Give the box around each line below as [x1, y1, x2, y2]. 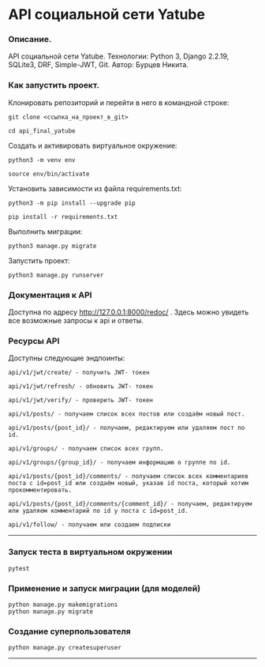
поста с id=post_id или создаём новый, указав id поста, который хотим [8, 480, 248, 488]
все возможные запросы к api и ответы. [8, 316, 144, 326]
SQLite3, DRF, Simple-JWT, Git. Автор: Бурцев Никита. [8, 60, 189, 70]
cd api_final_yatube [8, 126, 77, 135]
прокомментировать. [8, 486, 73, 495]
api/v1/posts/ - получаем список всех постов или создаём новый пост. [8, 410, 245, 418]
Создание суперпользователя [8, 626, 132, 637]
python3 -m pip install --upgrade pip [8, 199, 136, 207]
